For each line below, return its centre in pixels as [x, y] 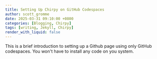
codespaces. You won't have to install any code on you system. [70, 51]
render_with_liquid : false [33, 32]
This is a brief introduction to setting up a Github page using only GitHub [78, 46]
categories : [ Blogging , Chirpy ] [38, 23]
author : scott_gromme [27, 14]
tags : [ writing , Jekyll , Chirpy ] [39, 28]
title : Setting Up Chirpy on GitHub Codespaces [55, 10]
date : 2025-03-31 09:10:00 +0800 [39, 19]
